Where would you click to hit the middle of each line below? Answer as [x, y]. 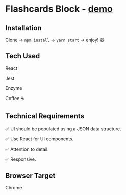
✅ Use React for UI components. [40, 139]
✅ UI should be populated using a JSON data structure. [63, 129]
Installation [23, 28]
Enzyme [14, 88]
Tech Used [23, 56]
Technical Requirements [45, 116]
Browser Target [30, 176]
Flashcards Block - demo [59, 9]
